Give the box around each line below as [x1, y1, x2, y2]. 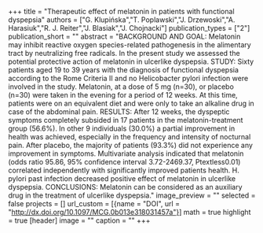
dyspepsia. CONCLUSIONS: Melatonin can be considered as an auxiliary [8, 183, 243, 191]
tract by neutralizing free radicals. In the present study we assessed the [8, 49, 241, 57]
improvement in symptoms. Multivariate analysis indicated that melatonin [8, 149, 244, 158]
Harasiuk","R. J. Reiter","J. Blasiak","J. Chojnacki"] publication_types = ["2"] [8, 24, 250, 32]
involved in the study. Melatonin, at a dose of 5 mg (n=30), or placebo [8, 82, 234, 91]
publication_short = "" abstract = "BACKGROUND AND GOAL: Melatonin [8, 31, 241, 41]
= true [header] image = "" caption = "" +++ [8, 216, 151, 225]
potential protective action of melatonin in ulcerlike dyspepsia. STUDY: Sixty [8, 57, 254, 66]
